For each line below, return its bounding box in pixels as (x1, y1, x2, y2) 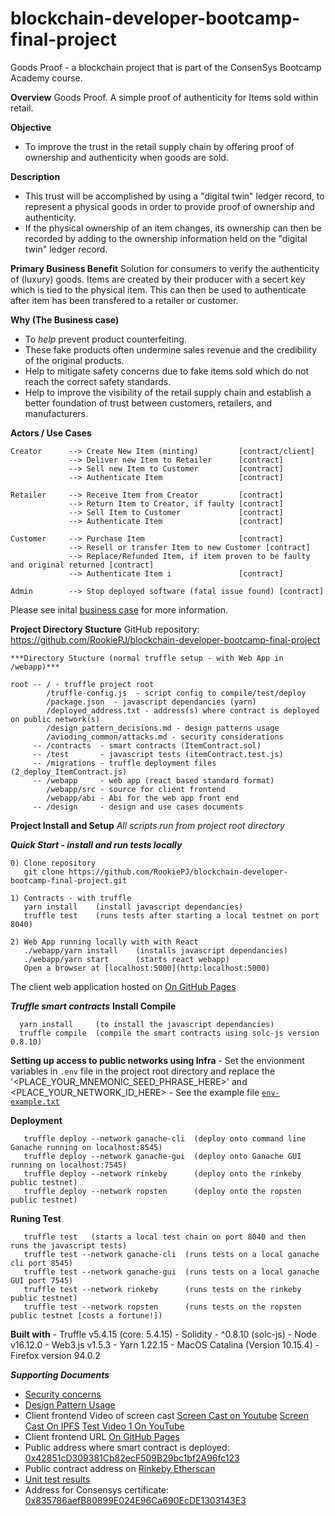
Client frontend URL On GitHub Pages (24, 1430, 180, 1442)
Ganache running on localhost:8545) (10, 1142, 163, 1152)
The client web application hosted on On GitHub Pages (10, 980, 237, 992)
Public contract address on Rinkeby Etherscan (24, 1462, 216, 1474)
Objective (10, 121, 52, 133)
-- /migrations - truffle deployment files (32, 758, 217, 768)
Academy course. (10, 72, 83, 84)
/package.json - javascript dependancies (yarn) (46, 697, 257, 707)
